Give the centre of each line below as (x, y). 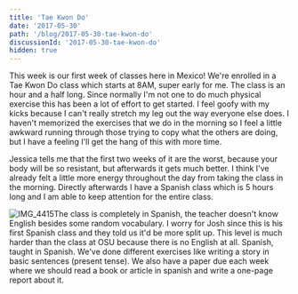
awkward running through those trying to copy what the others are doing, (144, 132)
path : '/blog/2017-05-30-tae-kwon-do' (81, 34)
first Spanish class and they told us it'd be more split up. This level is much (146, 233)
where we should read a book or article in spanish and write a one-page (141, 271)
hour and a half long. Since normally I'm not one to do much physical (135, 95)
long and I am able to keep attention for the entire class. (111, 197)
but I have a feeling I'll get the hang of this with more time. (116, 142)
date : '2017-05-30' (45, 26)
